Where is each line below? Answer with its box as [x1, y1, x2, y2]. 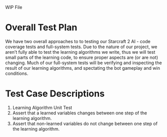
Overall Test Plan [5, 22, 77, 33]
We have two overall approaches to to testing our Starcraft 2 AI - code [5, 38, 151, 44]
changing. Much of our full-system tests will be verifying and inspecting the [5, 60, 162, 66]
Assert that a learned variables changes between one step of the [12, 110, 147, 116]
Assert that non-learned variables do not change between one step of [12, 120, 158, 126]
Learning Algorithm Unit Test [12, 104, 72, 110]
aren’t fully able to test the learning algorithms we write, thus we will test [5, 49, 155, 55]
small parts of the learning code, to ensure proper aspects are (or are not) [5, 54, 158, 60]
